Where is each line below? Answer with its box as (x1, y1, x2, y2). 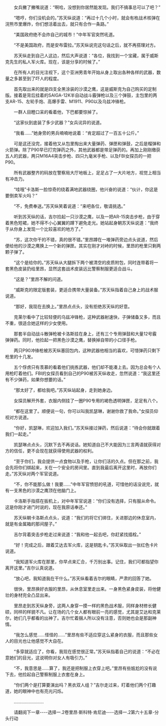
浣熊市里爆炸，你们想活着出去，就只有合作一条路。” (5, 21, 109, 27)
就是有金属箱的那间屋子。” (5, 521, 57, 527)
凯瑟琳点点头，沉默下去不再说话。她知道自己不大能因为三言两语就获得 (13, 442, 157, 447)
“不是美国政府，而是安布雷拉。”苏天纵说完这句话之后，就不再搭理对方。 (13, 42, 159, 48)
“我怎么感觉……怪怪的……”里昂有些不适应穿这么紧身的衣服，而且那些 (13, 632, 154, 638)
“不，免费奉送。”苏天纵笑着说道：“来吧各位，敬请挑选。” (13, 203, 125, 209)
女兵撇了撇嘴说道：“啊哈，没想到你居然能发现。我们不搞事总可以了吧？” (13, 4, 161, 10)
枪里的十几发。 (5, 354, 36, 359)
